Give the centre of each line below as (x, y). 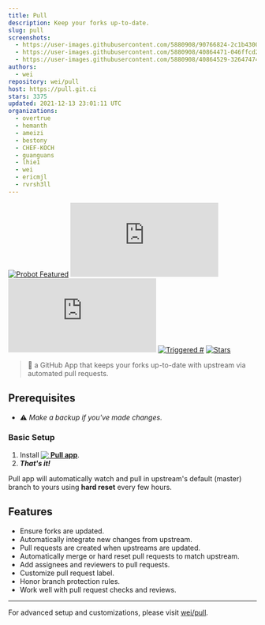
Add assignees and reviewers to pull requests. (95, 564)
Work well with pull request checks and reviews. (98, 589)
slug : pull (26, 30)
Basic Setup (32, 438)
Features (30, 512)
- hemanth (31, 126)
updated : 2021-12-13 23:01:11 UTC (65, 104)
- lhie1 (28, 163)
